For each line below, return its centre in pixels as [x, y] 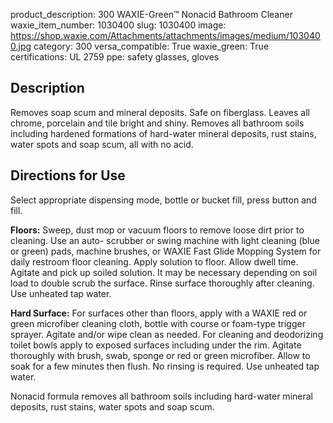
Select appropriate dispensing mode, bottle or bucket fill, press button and [163, 200]
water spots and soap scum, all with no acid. [102, 144]
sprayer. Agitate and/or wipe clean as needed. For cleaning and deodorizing [167, 334]
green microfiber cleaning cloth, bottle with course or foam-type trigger [158, 323]
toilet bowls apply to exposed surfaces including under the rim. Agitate [156, 345]
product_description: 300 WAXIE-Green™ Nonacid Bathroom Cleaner [151, 14]
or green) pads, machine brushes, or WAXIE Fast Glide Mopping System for [166, 251]
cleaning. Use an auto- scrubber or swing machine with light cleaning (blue [165, 240]
